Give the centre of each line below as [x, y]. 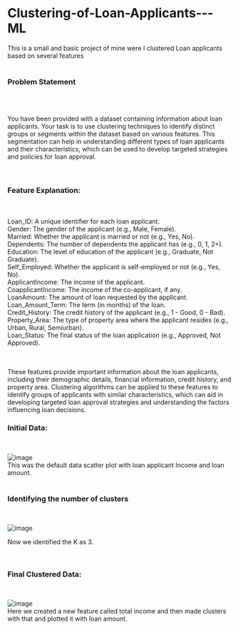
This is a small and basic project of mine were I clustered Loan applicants [115, 48]
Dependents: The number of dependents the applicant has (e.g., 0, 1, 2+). [115, 244]
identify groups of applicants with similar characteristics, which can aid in [115, 394]
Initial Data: [27, 428]
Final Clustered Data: [45, 574]
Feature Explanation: [44, 191]
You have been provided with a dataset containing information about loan [115, 119]
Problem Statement [42, 81]
